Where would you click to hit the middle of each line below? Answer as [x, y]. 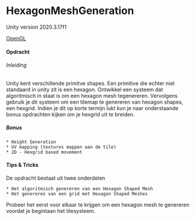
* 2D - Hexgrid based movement [44, 152]
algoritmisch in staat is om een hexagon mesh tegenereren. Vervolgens [92, 95]
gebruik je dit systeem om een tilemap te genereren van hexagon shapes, [95, 102]
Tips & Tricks [23, 165]
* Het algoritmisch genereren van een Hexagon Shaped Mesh [80, 188]
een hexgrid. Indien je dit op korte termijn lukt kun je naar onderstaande [92, 108]
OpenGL [16, 38]
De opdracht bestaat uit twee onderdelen [56, 178]
